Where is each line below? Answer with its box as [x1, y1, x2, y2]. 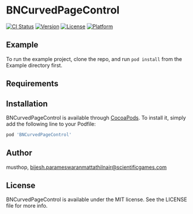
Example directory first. [6, 62, 63, 69]
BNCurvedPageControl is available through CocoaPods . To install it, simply [6, 114, 186, 121]
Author [6, 148, 32, 158]
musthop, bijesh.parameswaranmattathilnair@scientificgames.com [6, 164, 167, 171]
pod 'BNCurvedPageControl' [6, 131, 72, 138]
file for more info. [6, 202, 48, 209]
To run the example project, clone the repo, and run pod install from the [6, 55, 182, 62]
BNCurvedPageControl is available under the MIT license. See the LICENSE [6, 196, 187, 203]
